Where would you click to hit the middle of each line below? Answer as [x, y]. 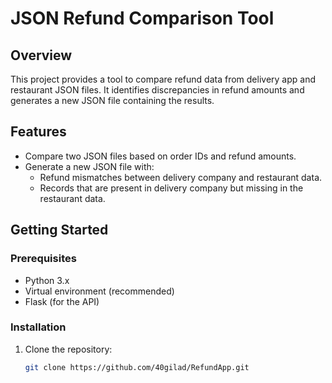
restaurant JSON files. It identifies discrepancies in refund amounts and [157, 90]
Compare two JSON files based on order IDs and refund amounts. [160, 156]
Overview [41, 55]
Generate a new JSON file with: [89, 166]
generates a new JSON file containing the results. [112, 100]
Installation [38, 327]
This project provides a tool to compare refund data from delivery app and [163, 79]
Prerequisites [43, 259]
